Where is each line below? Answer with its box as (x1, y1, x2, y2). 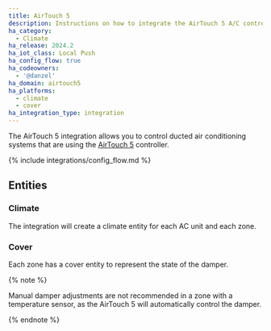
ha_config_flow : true (8, 57, 81, 65)
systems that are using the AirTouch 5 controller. (8, 140, 169, 149)
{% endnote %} (8, 315, 60, 325)
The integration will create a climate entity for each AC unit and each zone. (8, 221, 256, 230)
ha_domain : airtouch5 (8, 79, 81, 87)
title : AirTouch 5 (8, 11, 70, 20)
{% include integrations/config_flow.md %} (8, 155, 152, 165)
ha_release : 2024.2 (8, 42, 74, 50)
